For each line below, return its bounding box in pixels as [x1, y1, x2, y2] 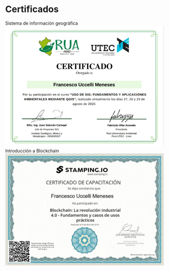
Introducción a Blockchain [5, 148, 59, 154]
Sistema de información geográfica [5, 20, 78, 26]
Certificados [5, 4, 59, 15]
